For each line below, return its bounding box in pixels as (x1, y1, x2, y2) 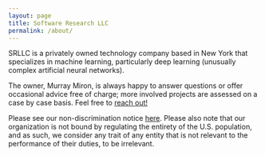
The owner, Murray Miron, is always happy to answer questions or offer (8, 81, 243, 90)
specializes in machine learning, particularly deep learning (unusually (8, 57, 236, 66)
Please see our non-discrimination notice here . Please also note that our (8, 114, 246, 123)
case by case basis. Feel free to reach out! (8, 98, 148, 108)
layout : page (8, 11, 52, 20)
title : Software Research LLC (8, 19, 109, 27)
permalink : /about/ (8, 26, 73, 34)
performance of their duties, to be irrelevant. (8, 139, 155, 149)
